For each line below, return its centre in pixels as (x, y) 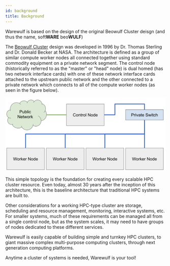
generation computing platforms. (40, 248)
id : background (21, 11)
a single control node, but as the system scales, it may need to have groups (84, 222)
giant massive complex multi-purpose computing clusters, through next (80, 243)
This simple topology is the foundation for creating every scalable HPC (79, 179)
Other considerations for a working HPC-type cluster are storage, (74, 205)
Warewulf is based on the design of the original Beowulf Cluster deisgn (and (85, 31)
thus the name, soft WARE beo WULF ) (44, 37)
